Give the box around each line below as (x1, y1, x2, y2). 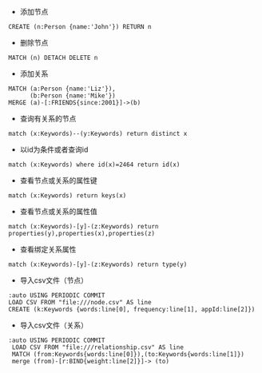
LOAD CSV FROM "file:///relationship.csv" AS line (11, 343, 184, 351)
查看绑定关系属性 (19, 244, 77, 254)
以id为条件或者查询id (19, 145, 89, 154)
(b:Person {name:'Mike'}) (29, 92, 116, 100)
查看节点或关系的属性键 (19, 176, 97, 185)
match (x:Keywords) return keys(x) (8, 192, 127, 200)
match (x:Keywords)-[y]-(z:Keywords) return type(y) (8, 260, 188, 268)
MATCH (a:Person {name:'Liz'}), (8, 85, 116, 93)
